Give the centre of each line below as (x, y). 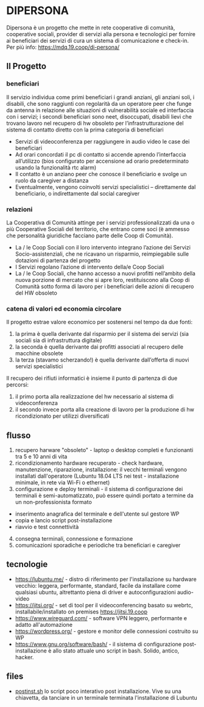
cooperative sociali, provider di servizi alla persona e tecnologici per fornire (101, 34)
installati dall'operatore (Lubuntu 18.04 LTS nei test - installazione (97, 476)
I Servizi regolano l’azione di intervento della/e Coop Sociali (90, 267)
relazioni (19, 209)
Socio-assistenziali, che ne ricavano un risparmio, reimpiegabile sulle (102, 254)
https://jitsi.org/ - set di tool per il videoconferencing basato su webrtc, (104, 605)
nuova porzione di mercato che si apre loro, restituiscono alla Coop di (102, 279)
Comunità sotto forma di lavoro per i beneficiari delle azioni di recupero (104, 286)
